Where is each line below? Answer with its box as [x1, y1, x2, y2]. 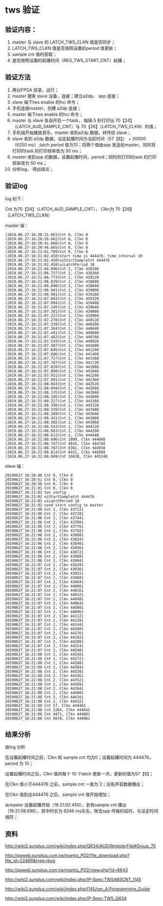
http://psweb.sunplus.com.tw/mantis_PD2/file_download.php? [5, 852, 130, 858]
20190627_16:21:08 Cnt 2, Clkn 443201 [5, 669, 84, 674]
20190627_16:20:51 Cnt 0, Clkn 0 [5, 477, 73, 482]
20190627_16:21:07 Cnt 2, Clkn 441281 [5, 617, 84, 623]
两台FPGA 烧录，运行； [12, 87, 59, 93]
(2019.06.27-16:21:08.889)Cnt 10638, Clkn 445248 [5, 454, 108, 459]
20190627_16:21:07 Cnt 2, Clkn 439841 [5, 579, 84, 584]
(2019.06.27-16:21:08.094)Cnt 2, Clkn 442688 [5, 386, 99, 390]
